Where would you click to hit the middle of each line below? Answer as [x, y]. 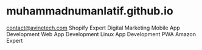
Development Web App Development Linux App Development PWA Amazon [101, 34]
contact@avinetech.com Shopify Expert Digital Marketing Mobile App [93, 28]
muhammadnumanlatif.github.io [90, 11]
